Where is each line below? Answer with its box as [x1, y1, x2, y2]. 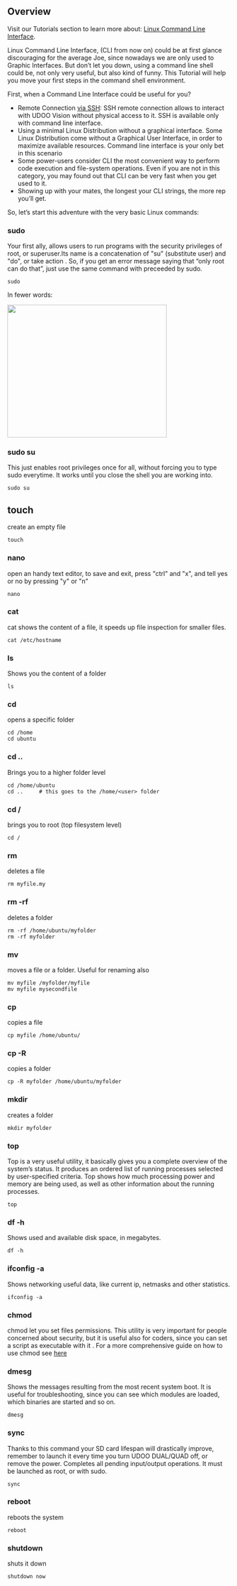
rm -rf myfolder [7, 933, 55, 940]
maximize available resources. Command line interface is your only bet [17, 141, 224, 150]
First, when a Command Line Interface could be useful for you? [7, 89, 191, 98]
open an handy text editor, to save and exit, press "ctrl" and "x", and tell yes [7, 569, 228, 577]
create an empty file [7, 523, 66, 531]
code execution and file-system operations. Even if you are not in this [17, 163, 221, 173]
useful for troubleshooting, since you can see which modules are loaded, [7, 1390, 220, 1398]
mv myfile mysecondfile [7, 985, 78, 993]
